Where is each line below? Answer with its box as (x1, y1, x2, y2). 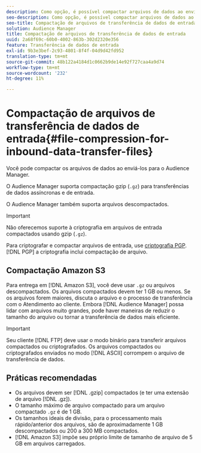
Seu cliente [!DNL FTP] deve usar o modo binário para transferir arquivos (6, 336, 187, 343)
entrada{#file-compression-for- (6, 132, 169, 146)
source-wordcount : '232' (6, 70, 68, 76)
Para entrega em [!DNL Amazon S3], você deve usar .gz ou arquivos (6, 281, 175, 288)
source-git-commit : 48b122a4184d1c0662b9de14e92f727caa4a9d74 (6, 59, 165, 65)
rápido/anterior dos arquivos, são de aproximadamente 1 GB (14, 421, 163, 428)
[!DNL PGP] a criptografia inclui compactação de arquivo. (6, 248, 148, 255)
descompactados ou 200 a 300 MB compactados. (14, 427, 139, 434)
